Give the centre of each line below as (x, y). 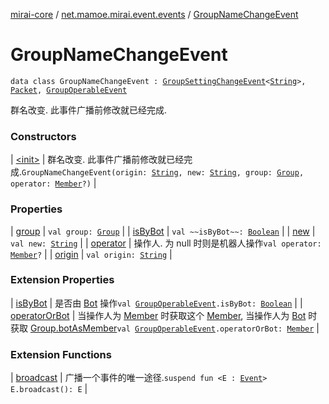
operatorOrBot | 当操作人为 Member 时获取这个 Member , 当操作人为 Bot (158, 315)
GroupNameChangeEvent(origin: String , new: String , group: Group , (163, 173)
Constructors (43, 136)
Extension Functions (61, 354)
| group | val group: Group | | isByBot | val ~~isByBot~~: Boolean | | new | (163, 231)
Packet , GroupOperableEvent (69, 90)
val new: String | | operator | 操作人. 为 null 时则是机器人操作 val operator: (166, 243)
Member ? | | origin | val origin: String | (91, 254)
